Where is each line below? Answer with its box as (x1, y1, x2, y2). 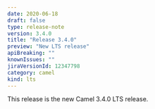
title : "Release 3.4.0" (7, 37, 77, 44)
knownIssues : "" (7, 56, 55, 63)
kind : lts (7, 75, 37, 83)
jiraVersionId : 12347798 (7, 63, 80, 70)
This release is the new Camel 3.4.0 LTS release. (7, 95, 149, 103)
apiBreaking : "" (7, 50, 55, 57)
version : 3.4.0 (7, 30, 52, 37)
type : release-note (7, 23, 65, 30)
